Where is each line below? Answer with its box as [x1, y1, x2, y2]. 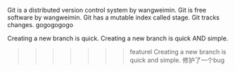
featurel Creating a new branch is [129, 48, 227, 56]
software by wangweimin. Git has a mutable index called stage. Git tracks [7, 13, 220, 22]
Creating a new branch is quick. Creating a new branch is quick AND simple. [7, 34, 229, 42]
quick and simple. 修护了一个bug [129, 56, 225, 64]
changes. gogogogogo [7, 21, 74, 29]
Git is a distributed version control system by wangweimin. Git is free [7, 6, 206, 14]
